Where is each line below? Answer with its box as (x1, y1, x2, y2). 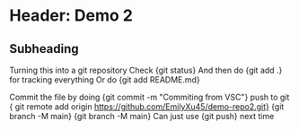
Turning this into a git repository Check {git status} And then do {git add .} (9, 65, 283, 75)
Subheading (9, 41, 79, 56)
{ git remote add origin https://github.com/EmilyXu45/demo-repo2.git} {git (9, 101, 285, 112)
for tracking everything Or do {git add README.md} (9, 74, 200, 85)
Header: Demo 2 (9, 5, 133, 26)
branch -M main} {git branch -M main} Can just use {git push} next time (9, 111, 275, 121)
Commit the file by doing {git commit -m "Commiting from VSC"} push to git (9, 91, 290, 102)
